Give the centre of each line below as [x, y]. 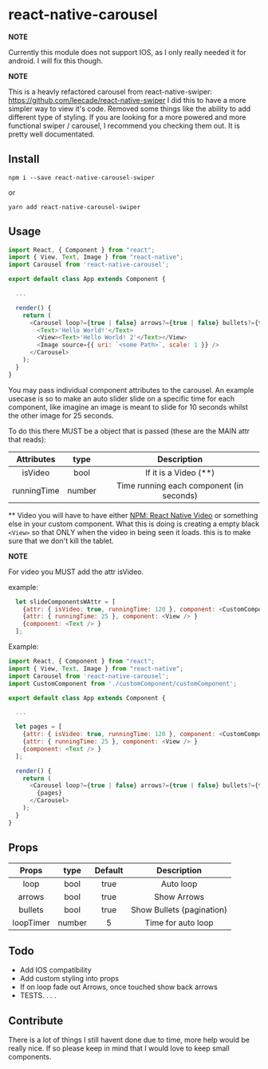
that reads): [27, 439]
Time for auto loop [179, 922]
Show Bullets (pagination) [179, 909]
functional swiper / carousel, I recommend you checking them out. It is [124, 125]
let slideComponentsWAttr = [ [65, 602]
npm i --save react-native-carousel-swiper [82, 177]
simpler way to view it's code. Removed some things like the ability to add [130, 109]
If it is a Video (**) [180, 473]
